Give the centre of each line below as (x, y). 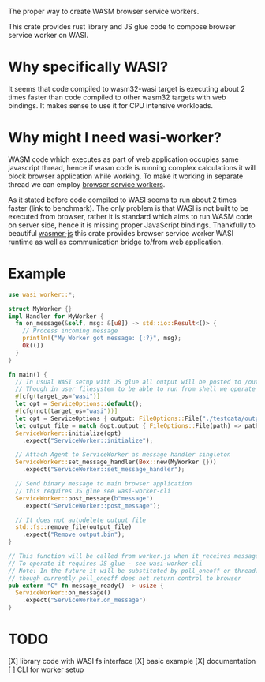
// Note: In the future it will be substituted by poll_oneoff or (119, 571)
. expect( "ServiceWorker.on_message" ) (84, 600)
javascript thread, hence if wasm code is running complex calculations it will (132, 167)
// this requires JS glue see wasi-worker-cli (93, 491)
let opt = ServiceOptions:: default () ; (79, 404)
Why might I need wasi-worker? (115, 138)
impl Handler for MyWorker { (56, 316)
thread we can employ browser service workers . (87, 184)
